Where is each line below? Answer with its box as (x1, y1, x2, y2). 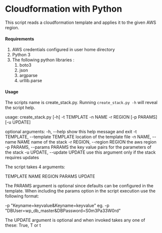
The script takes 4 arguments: (5, 164, 66, 170)
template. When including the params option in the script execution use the (5, 188, 156, 194)
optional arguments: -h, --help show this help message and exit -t (5, 129, 137, 135)
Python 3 (12, 52, 31, 58)
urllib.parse (19, 78, 42, 84)
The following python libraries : (12, 57, 74, 63)
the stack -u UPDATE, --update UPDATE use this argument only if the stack (5, 149, 156, 155)
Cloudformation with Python (5, 3, 123, 15)
